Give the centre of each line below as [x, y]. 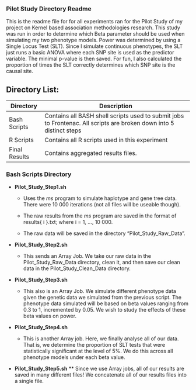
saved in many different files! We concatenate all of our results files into [100, 375]
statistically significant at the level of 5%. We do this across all [98, 351]
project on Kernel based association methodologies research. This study [93, 27]
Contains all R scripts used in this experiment [106, 140]
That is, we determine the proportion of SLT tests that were [94, 345]
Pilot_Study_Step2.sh [41, 245]
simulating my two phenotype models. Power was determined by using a [93, 40]
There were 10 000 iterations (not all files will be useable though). [102, 205]
